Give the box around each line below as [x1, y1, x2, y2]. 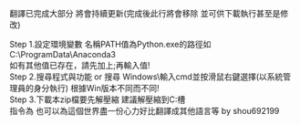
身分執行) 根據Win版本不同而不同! [33, 83, 160, 93]
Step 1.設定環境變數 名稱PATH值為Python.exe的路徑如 [9, 39, 212, 49]
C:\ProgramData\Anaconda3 [9, 49, 117, 59]
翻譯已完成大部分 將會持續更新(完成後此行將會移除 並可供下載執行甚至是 [9, 8, 281, 18]
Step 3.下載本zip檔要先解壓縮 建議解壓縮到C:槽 [9, 94, 186, 105]
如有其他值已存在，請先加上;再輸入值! [9, 60, 150, 70]
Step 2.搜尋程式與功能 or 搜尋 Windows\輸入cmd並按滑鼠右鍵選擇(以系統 [9, 71, 284, 82]
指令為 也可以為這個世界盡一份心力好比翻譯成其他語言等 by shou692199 [9, 106, 280, 116]
